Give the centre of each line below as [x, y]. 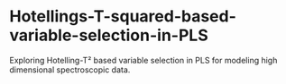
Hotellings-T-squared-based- [123, 17]
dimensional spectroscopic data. [70, 70]
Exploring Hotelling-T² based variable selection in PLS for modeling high [143, 60]
